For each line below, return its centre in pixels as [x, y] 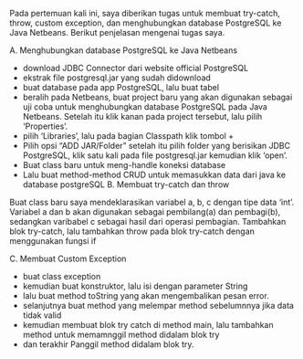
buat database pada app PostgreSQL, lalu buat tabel [121, 87]
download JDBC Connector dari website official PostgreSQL [136, 68]
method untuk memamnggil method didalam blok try [121, 334]
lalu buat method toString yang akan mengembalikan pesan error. [146, 296]
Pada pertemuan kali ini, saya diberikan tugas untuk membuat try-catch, [145, 13]
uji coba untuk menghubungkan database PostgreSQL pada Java [145, 107]
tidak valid [42, 315]
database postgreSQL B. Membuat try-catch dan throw [126, 185]
